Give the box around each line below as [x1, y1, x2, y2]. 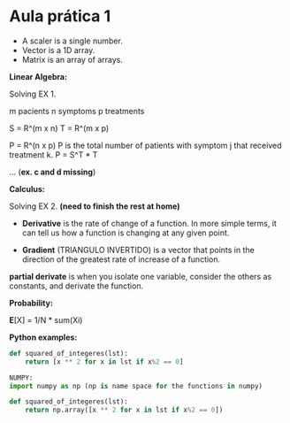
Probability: [9, 297, 53, 308]
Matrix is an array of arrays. [21, 54, 124, 65]
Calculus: [9, 183, 46, 194]
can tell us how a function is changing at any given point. [21, 227, 230, 238]
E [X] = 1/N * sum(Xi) [9, 314, 83, 325]
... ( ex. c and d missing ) [9, 166, 96, 177]
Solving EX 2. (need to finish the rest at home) [9, 201, 180, 211]
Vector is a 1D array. [21, 44, 95, 55]
